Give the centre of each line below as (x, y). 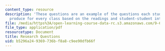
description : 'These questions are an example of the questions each (78, 14)
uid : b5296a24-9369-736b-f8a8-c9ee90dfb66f (50, 41)
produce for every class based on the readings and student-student (81, 18)
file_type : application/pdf (34, 28)
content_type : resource (29, 9)
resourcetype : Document (29, 32)
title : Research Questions (33, 37)
